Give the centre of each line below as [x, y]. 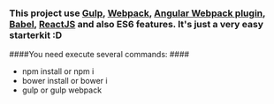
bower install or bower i [65, 81]
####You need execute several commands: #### [99, 55]
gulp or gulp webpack [62, 90]
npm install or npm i [58, 71]
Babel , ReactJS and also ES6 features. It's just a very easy [136, 24]
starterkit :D [36, 35]
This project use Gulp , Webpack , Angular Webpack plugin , [137, 13]
